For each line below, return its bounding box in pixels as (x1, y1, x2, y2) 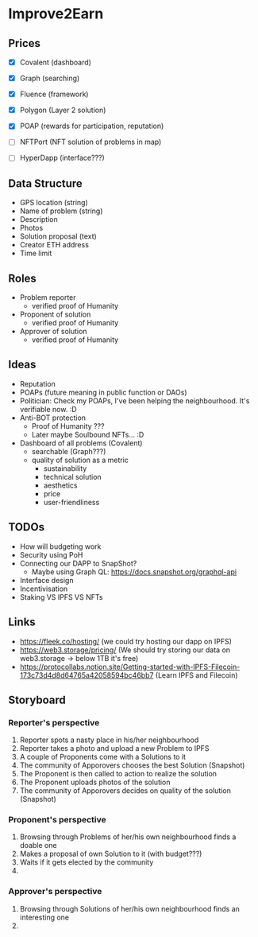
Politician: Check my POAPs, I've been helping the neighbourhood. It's (19, 395, 250, 406)
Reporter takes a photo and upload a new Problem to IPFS (19, 744, 210, 753)
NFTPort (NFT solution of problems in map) (19, 137, 162, 147)
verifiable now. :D (19, 404, 77, 414)
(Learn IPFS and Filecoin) (155, 670, 238, 680)
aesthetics (43, 480, 78, 490)
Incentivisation (19, 584, 68, 593)
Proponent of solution (19, 309, 91, 319)
